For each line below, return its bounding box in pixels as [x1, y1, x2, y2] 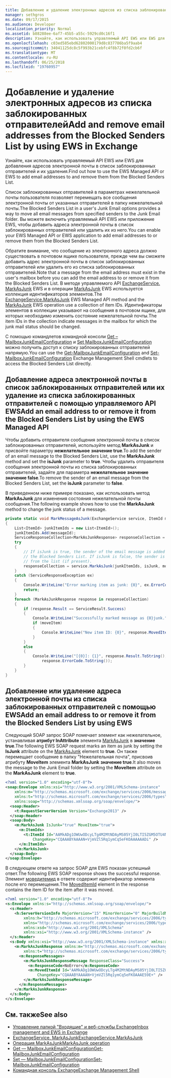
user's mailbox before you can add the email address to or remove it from [5, 275, 159, 281]
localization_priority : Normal [5, 27, 72, 32]
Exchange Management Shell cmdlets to [73, 355, 158, 361]
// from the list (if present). [23, 559, 93, 564]
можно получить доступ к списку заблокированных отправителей [5, 344, 150, 350]
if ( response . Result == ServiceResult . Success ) [23, 606, 126, 611]
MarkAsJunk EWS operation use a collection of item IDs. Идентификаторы [5, 302, 162, 308]
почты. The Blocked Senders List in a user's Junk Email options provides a [5, 205, 161, 212]
